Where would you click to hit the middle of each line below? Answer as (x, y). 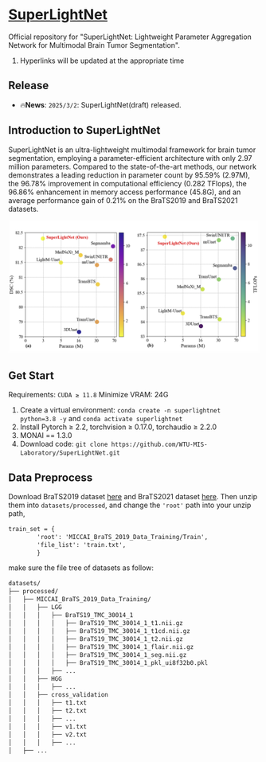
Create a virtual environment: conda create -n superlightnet (120, 410)
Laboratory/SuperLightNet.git (70, 453)
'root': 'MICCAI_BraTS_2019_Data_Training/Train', (123, 537)
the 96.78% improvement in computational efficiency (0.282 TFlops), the (127, 183)
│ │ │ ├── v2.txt (48, 734)
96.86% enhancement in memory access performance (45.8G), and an (125, 192)
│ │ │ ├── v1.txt (48, 726)
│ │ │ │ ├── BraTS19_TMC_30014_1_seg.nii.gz (98, 655)
